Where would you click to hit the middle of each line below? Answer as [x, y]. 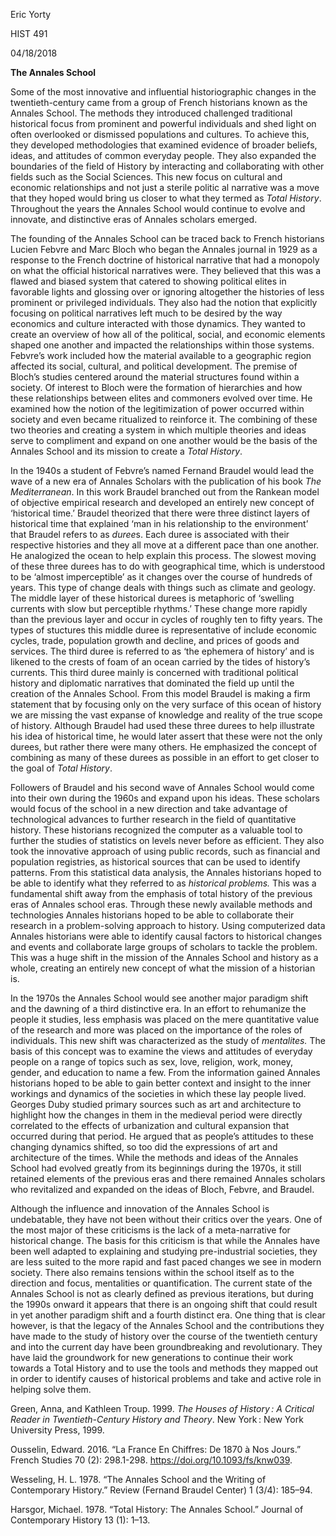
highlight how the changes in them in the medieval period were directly [156, 1115]
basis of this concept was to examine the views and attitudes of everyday [161, 1051]
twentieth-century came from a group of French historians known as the [159, 102]
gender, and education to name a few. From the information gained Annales [165, 1072]
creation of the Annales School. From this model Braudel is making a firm [160, 693]
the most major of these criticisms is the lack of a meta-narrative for [150, 1230]
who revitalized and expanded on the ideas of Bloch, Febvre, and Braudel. [162, 1189]
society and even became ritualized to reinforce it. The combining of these [164, 419]
